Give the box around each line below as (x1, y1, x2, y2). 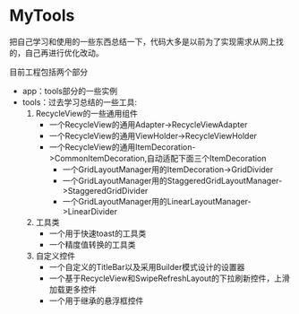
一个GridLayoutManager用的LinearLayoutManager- (62, 196, 252, 206)
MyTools (9, 5, 75, 26)
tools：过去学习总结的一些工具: (21, 96, 137, 108)
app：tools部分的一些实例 (21, 85, 118, 96)
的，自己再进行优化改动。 (9, 47, 104, 58)
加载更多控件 (48, 283, 97, 294)
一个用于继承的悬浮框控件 (48, 295, 144, 306)
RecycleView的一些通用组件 (35, 108, 139, 118)
